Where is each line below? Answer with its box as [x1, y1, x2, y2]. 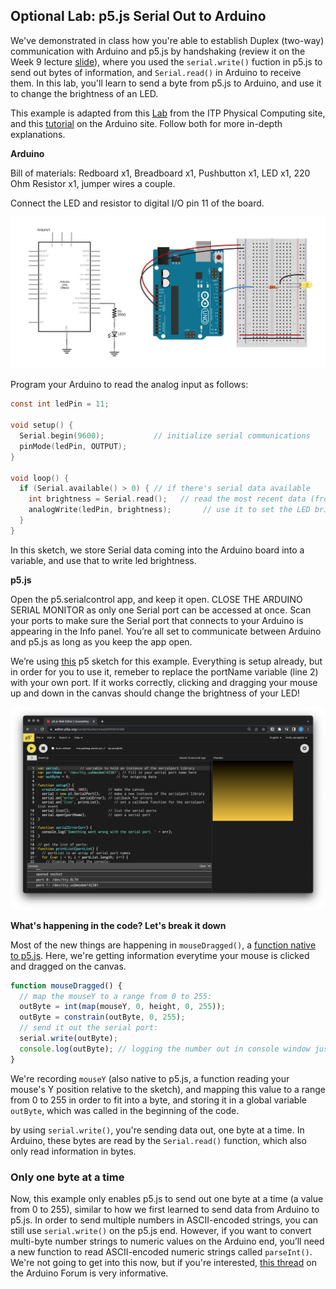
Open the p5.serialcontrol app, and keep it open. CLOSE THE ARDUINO [10, 593, 303, 605]
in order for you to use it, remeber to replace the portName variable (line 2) [10, 665, 319, 678]
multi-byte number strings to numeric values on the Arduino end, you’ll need [10, 1235, 325, 1247]
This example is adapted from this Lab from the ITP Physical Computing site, [10, 107, 326, 119]
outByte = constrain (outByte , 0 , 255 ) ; [19, 1012, 186, 1023]
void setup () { [10, 420, 74, 431]
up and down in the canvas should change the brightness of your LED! [10, 687, 301, 699]
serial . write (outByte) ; [19, 1034, 118, 1044]
